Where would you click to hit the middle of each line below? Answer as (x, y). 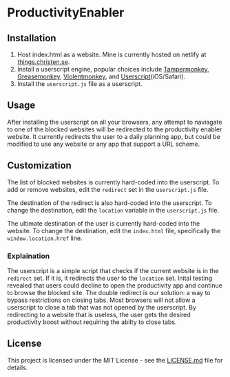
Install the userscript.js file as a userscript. (80, 84)
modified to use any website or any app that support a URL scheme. (104, 144)
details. (18, 367)
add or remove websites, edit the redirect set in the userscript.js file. (108, 189)
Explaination (29, 256)
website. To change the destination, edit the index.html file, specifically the (114, 230)
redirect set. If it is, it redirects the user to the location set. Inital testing (110, 278)
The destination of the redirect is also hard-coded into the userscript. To (109, 203)
